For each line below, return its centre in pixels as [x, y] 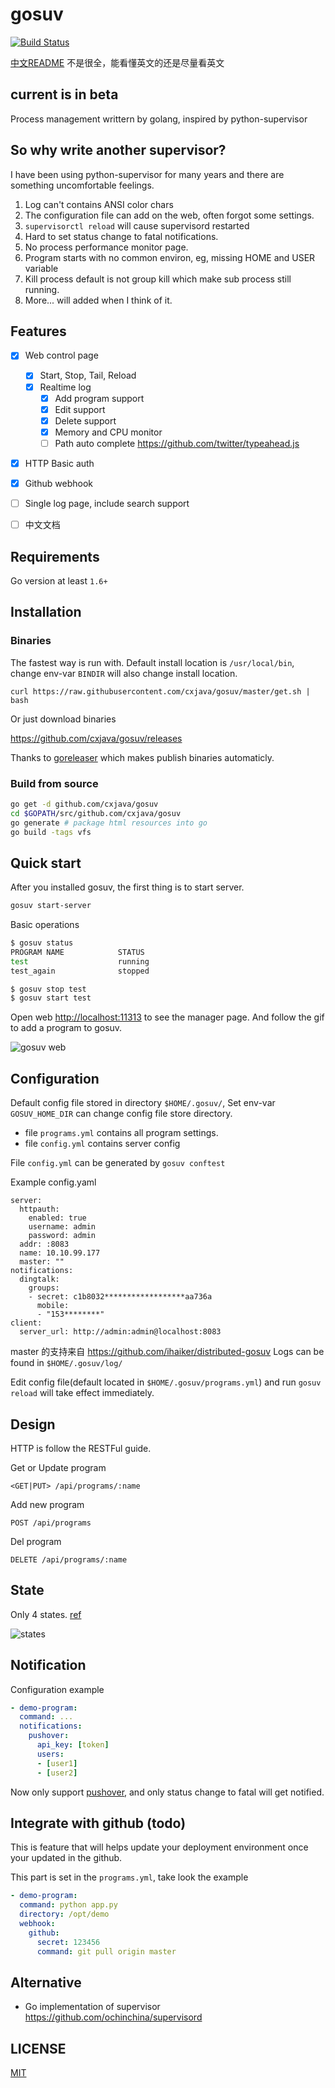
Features [38, 331]
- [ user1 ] [57, 1763]
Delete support [85, 420]
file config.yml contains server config [102, 1144]
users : [50, 1754]
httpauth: [39, 1209]
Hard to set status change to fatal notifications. [121, 236]
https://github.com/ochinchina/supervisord [113, 2017]
